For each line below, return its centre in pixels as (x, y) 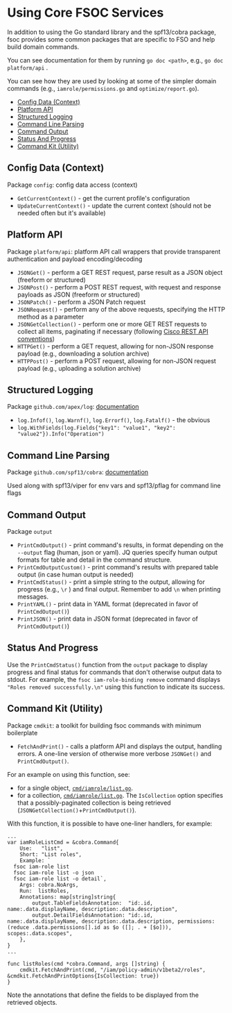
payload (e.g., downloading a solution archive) (83, 353)
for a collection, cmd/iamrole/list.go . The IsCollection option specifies (120, 795)
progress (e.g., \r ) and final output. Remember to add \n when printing (119, 589)
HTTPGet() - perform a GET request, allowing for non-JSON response (115, 346)
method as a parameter (51, 317)
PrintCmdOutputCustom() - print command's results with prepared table (118, 567)
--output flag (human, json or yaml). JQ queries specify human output (117, 552)
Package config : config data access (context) (72, 185)
